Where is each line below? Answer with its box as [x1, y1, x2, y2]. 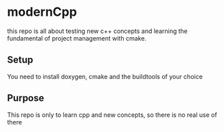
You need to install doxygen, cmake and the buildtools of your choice [7, 72, 203, 80]
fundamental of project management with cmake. [7, 34, 146, 42]
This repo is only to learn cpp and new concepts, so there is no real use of [7, 111, 218, 119]
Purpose [7, 92, 45, 104]
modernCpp [7, 4, 78, 20]
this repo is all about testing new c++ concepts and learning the [7, 27, 188, 35]
